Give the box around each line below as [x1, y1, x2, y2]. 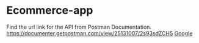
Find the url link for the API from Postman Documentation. [6, 23, 151, 30]
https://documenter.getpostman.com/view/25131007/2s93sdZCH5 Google [6, 29, 193, 36]
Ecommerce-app [6, 4, 93, 17]
